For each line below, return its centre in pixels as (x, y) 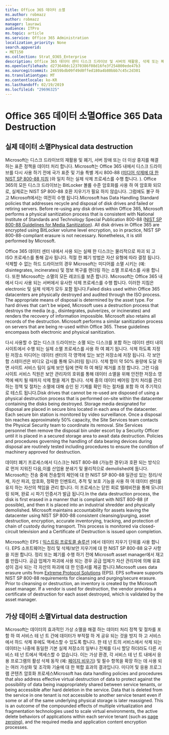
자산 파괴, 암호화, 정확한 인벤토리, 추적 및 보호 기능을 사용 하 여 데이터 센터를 (87, 481)
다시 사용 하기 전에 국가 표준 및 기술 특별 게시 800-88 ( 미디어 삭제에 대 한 (87, 172)
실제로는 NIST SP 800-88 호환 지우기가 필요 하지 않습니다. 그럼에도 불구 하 (86, 191)
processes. (17, 727)
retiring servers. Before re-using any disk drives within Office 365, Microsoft (84, 208)
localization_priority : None (36, 43)
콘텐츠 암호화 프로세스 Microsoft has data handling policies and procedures (86, 674)
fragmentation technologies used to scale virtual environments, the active (81, 711)
